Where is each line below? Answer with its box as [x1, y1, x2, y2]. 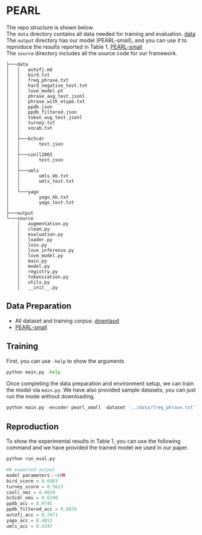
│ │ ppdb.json [6, 104, 53, 110]
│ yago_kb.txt [6, 194, 69, 200]
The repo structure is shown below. [6, 24, 94, 31]
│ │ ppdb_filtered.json [6, 109, 77, 115]
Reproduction [6, 421, 59, 432]
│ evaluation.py [17, 231, 64, 237]
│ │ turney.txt [6, 120, 56, 126]
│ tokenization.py [17, 274, 69, 280]
